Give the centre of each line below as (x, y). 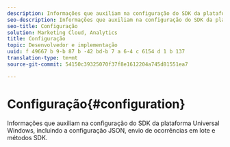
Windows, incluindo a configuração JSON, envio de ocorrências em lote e (111, 130)
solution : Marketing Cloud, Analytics (62, 32)
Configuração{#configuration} (97, 104)
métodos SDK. (27, 137)
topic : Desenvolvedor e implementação (62, 45)
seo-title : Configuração (42, 26)
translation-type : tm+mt (42, 58)
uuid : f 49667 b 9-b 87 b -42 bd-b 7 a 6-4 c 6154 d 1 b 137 (96, 52)
